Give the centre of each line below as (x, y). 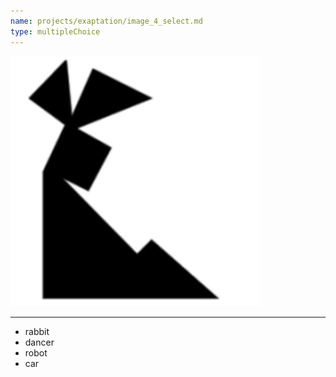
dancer (39, 342)
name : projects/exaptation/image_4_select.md (106, 21)
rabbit (37, 331)
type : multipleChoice (55, 31)
